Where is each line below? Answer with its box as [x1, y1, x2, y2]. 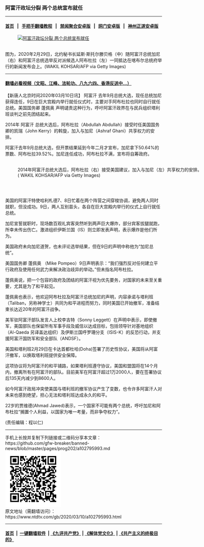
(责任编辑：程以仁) [5, 419, 44, 425]
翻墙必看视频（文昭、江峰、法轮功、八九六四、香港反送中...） [5, 81, 132, 87]
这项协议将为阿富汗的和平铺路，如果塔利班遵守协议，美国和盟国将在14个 [5, 363, 154, 368]
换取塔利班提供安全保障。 [26, 352, 80, 358]
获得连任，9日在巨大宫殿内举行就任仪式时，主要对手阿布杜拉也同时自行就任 [5, 98, 161, 104]
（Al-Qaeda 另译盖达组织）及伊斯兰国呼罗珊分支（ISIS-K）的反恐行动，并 [5, 329, 157, 335]
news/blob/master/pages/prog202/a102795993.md [5, 445, 110, 451]
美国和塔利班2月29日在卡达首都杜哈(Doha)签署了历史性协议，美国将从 [5, 346, 149, 352]
